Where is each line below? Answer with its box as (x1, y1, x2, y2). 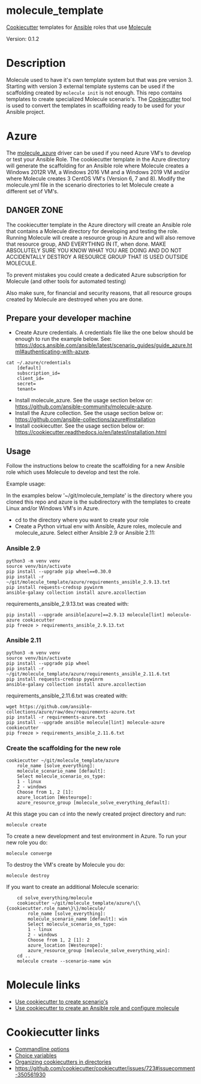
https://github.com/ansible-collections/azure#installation (14, 416, 156, 423)
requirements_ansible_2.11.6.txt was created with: (6, 692, 128, 699)
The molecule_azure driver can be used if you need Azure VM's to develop (6, 149, 191, 157)
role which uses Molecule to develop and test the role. (6, 469, 140, 476)
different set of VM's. (6, 187, 59, 195)
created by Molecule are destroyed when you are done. (6, 296, 143, 303)
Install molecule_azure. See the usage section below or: (14, 397, 153, 404)
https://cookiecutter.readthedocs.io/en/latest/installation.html (14, 429, 167, 436)
